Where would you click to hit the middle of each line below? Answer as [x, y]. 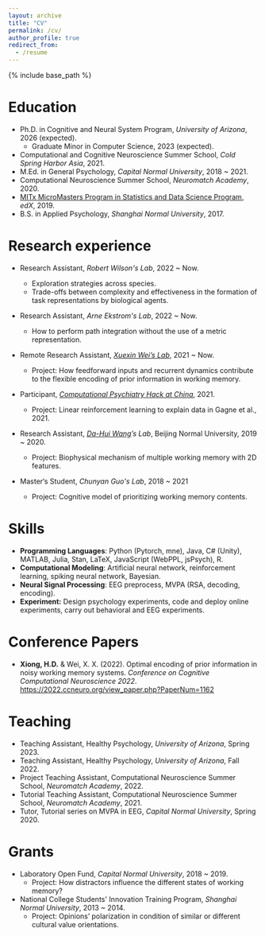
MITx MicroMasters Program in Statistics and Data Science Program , [132, 196]
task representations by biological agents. [100, 300]
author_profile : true [44, 38]
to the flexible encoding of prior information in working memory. [136, 379]
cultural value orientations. [75, 924]
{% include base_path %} [50, 75]
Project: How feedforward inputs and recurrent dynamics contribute [142, 370]
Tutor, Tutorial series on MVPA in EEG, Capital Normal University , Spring [138, 811]
